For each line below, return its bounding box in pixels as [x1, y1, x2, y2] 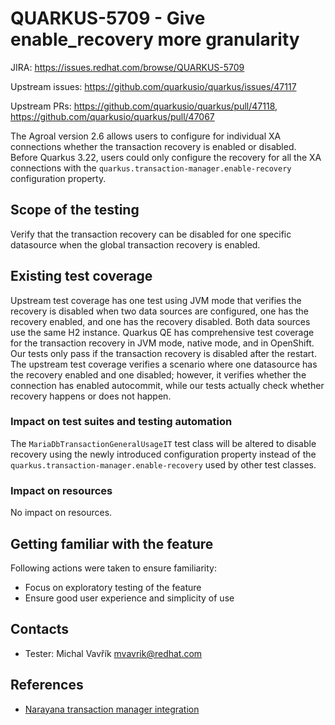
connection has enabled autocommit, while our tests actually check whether [10, 379, 325, 391]
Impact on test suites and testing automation [10, 415, 233, 429]
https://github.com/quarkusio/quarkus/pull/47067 [10, 110, 215, 122]
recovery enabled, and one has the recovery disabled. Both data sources [10, 315, 311, 327]
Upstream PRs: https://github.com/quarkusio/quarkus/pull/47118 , [10, 100, 278, 112]
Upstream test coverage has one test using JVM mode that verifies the [10, 294, 302, 306]
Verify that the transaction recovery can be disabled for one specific [10, 228, 292, 240]
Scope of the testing [10, 202, 140, 219]
